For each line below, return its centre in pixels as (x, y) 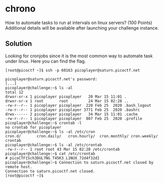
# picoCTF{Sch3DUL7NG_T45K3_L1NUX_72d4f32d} (52, 158)
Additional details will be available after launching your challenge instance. (82, 28)
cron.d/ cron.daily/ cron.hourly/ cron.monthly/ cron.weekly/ (81, 136)
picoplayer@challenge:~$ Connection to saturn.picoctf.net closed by (79, 162)
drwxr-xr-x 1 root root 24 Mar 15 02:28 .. (67, 101)
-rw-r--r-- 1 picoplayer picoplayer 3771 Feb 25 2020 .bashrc (73, 110)
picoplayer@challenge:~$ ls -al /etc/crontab (53, 145)
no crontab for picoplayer (33, 127)
